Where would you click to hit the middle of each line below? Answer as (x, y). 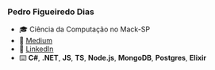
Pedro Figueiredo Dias (51, 12)
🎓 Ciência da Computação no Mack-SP (84, 29)
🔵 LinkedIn (36, 49)
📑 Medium (36, 41)
